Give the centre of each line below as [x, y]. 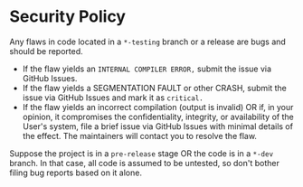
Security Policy [68, 17]
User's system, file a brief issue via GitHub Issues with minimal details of [158, 126]
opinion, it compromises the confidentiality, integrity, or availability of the [158, 117]
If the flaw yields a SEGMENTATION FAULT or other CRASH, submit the [154, 88]
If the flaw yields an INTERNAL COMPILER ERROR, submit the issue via [147, 69]
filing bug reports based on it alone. [76, 173]
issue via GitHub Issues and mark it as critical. [113, 98]
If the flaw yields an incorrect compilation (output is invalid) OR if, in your [158, 107]
